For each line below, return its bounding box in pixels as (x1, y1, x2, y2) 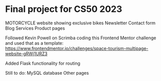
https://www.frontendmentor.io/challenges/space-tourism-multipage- (5, 45, 149, 51)
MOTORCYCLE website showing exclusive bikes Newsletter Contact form (5, 20, 156, 26)
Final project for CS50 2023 (5, 3, 123, 15)
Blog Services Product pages (5, 25, 65, 31)
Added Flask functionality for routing (5, 60, 81, 66)
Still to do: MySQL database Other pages (5, 70, 89, 76)
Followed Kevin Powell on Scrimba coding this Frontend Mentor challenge (5, 35, 157, 41)
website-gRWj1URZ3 (5, 51, 48, 57)
